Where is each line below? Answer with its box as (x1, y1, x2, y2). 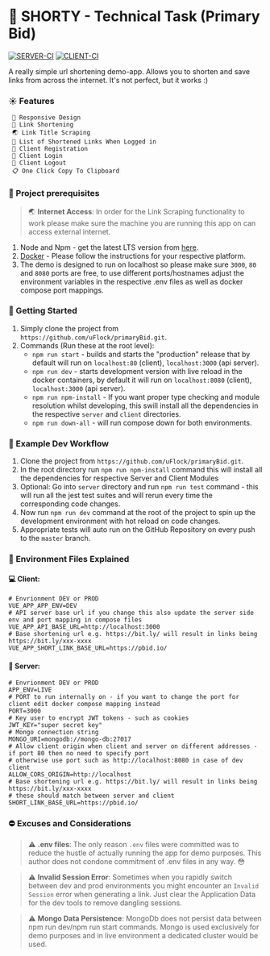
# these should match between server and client (8, 792, 175, 800)
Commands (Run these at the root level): (19, 340, 155, 350)
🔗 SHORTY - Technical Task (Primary (8, 7, 260, 26)
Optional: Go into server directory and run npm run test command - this (19, 482, 260, 492)
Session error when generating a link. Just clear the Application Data (27, 889, 256, 899)
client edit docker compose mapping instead (8, 700, 160, 709)
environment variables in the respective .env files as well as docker (19, 276, 243, 286)
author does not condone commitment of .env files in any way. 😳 (27, 856, 246, 866)
